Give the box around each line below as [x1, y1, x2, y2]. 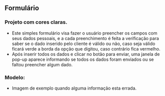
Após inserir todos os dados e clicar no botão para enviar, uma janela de [11, 51, 160, 57]
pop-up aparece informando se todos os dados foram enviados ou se [11, 56, 154, 62]
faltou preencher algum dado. [11, 61, 73, 67]
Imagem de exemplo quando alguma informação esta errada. [11, 85, 137, 91]
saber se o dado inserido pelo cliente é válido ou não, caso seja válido [11, 41, 156, 47]
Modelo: [4, 74, 25, 81]
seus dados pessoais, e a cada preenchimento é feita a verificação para [11, 35, 159, 41]
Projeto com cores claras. [4, 19, 68, 26]
